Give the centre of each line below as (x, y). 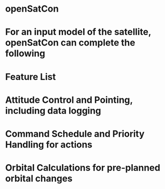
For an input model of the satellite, (78, 32)
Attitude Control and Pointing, (69, 100)
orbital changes (39, 179)
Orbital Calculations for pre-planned (83, 168)
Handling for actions (49, 144)
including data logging (53, 111)
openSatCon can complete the (70, 43)
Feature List (31, 77)
